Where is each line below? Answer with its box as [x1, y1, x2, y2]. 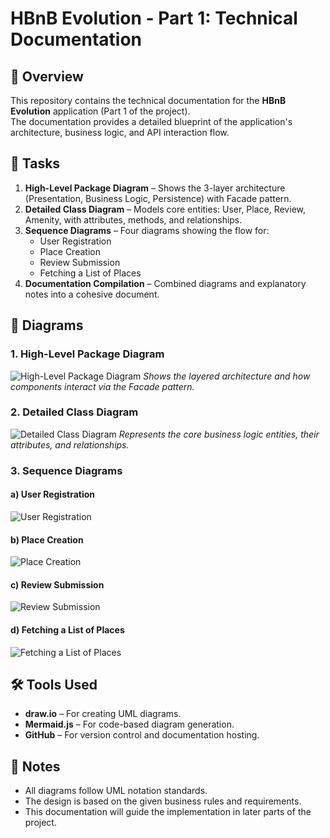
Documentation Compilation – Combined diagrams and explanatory [24, 277, 307, 289]
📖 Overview [10, 68, 84, 85]
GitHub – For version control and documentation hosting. [24, 729, 260, 741]
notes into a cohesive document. [24, 288, 160, 300]
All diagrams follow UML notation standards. [24, 785, 208, 797]
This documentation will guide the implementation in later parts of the [24, 806, 312, 818]
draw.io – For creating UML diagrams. [24, 708, 182, 720]
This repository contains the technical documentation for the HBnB [10, 95, 287, 106]
